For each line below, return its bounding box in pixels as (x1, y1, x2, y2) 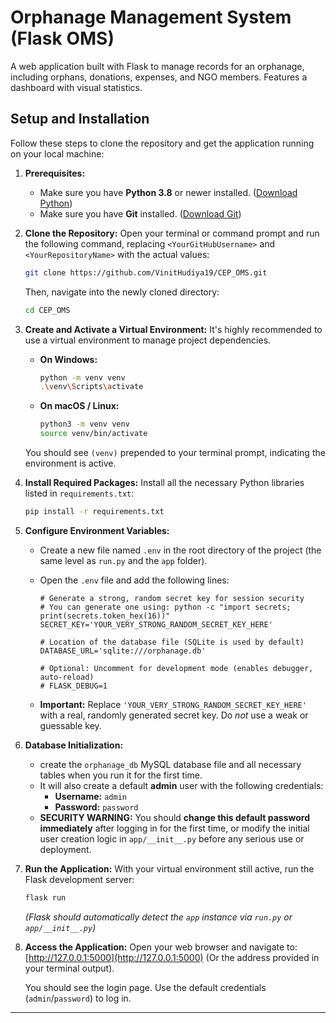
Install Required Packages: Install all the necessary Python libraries (24, 477, 305, 488)
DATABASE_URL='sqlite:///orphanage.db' (39, 646, 207, 656)
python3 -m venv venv (39, 419, 130, 430)
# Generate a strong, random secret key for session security (39, 593, 305, 603)
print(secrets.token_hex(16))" (39, 611, 171, 621)
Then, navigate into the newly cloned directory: (24, 286, 220, 298)
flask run (24, 892, 67, 903)
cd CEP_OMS (24, 305, 71, 315)
